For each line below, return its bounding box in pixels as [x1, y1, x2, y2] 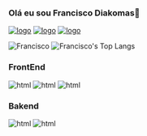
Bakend [8, 100, 39, 112]
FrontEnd [8, 62, 46, 73]
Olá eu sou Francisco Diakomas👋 [8, 7, 141, 19]
